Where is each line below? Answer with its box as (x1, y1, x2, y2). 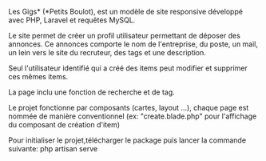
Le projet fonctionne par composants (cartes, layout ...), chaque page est (8, 103, 249, 112)
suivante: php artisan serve (8, 144, 98, 153)
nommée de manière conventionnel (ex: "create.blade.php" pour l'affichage (8, 111, 257, 121)
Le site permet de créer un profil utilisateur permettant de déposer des (8, 31, 241, 40)
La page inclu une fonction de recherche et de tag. (8, 87, 176, 97)
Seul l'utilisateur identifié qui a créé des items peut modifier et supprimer (8, 63, 248, 73)
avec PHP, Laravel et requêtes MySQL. (8, 15, 136, 25)
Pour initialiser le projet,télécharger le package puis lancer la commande (8, 135, 246, 145)
